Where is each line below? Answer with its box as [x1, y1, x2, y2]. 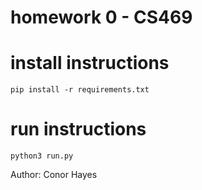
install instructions [10, 52, 170, 75]
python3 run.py [10, 151, 74, 161]
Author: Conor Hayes [10, 169, 98, 181]
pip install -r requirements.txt [10, 85, 150, 95]
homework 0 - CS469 [10, 6, 193, 29]
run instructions [10, 118, 147, 141]
